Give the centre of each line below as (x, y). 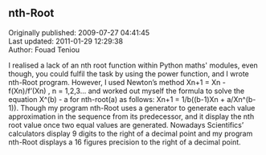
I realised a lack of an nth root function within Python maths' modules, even (133, 65)
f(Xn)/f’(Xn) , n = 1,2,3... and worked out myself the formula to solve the (127, 91)
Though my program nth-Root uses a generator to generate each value (137, 108)
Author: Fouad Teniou (44, 49)
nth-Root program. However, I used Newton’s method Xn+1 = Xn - (117, 82)
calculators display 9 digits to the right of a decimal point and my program (131, 133)
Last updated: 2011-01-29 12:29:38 (65, 41)
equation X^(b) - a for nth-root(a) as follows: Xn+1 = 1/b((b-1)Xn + (117, 99)
